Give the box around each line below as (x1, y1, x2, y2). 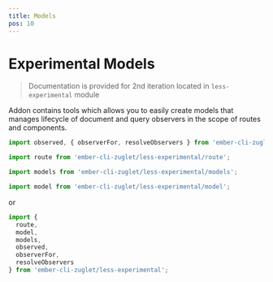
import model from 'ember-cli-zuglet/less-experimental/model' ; (8, 183, 231, 191)
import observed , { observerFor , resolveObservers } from (8, 139, 209, 147)
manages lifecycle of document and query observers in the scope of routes (8, 115, 262, 124)
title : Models (8, 11, 57, 20)
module (74, 90, 100, 100)
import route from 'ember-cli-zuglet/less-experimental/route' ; (8, 154, 231, 162)
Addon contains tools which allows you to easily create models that (8, 106, 234, 115)
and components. (8, 123, 67, 132)
